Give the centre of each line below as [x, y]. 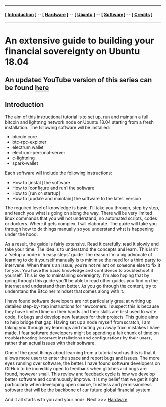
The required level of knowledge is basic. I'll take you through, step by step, [82, 208]
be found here [27, 88]
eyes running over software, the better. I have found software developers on [83, 363]
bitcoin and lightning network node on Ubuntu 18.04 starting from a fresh [80, 122]
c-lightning [23, 158]
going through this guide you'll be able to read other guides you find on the [82, 280]
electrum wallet [28, 147]
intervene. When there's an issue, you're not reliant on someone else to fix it [83, 265]
